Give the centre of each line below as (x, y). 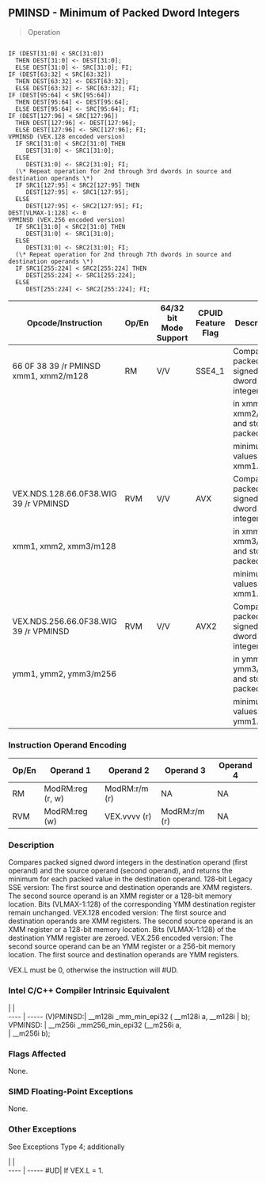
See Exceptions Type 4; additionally (66, 1147)
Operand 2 (129, 770)
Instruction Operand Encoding (67, 745)
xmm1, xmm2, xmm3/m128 (64, 546)
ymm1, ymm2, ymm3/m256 (65, 674)
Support (172, 337)
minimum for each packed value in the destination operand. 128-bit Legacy (131, 879)
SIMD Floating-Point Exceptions (71, 1091)
